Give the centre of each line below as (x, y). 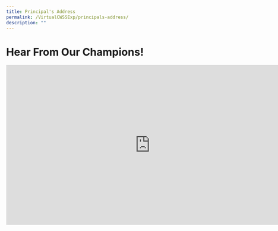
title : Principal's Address (41, 12)
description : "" (26, 23)
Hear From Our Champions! (75, 52)
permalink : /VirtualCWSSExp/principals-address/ (67, 17)
